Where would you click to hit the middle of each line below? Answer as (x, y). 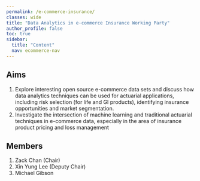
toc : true (19, 34)
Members (25, 146)
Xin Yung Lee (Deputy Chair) (50, 167)
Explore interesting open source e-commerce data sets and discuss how (104, 89)
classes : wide (24, 17)
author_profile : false (34, 28)
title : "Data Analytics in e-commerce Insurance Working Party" (88, 23)
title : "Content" (33, 45)
